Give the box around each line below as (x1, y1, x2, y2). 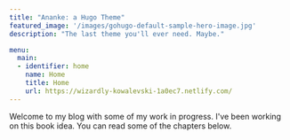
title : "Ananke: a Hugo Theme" (9, 12, 125, 22)
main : (17, 54, 38, 63)
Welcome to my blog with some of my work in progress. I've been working (9, 111, 282, 121)
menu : (9, 45, 29, 54)
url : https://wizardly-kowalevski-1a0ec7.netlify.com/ (25, 86, 233, 96)
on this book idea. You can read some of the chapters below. (9, 121, 232, 131)
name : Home (25, 70, 66, 80)
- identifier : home (17, 62, 90, 71)
